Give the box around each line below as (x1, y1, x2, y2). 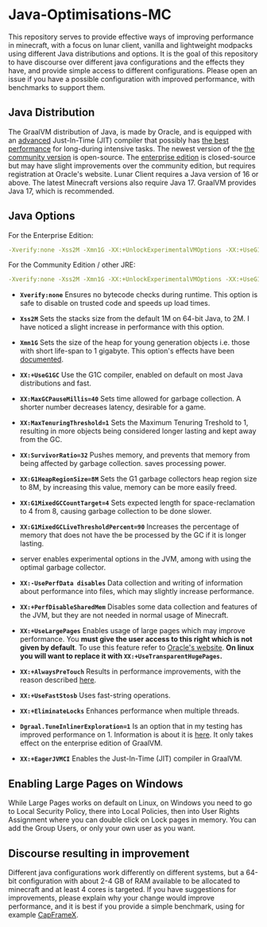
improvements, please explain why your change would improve (8, 893, 215, 902)
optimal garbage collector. (19, 563, 106, 573)
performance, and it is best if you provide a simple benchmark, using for (8, 902, 245, 911)
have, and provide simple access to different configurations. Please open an (8, 65, 257, 75)
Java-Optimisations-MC (8, 6, 172, 24)
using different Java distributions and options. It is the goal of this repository (8, 49, 258, 58)
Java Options (8, 209, 75, 223)
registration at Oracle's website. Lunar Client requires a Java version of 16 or (8, 169, 259, 178)
